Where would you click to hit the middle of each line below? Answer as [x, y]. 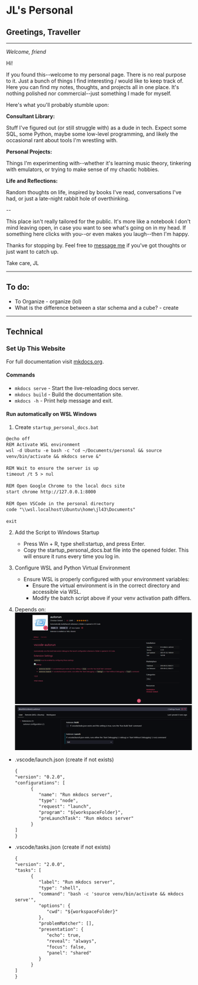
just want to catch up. [32, 252]
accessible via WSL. [57, 591]
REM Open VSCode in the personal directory [60, 503]
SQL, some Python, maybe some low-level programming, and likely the [92, 134]
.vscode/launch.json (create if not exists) [64, 760]
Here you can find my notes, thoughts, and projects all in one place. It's [93, 87]
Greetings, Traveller [43, 32]
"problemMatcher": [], [66, 924]
